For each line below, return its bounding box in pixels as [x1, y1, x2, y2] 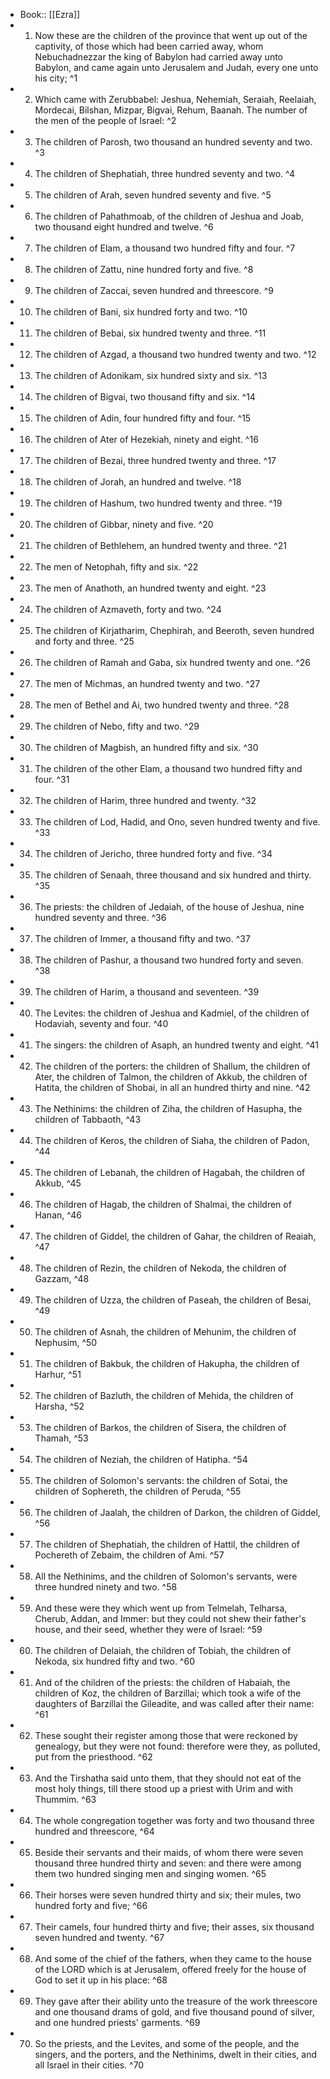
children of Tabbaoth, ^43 [34, 1114, 142, 1125]
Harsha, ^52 [34, 1400, 85, 1412]
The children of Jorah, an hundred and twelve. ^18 [34, 476, 242, 488]
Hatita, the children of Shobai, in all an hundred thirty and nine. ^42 [34, 1082, 311, 1093]
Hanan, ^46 [34, 1209, 82, 1221]
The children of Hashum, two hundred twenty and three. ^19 [34, 497, 283, 509]
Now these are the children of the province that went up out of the [34, 30, 308, 41]
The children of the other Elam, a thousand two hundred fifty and [34, 763, 303, 774]
